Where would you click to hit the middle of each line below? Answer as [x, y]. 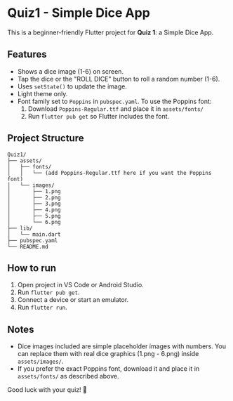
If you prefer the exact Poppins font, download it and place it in [108, 369]
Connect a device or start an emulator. [73, 300]
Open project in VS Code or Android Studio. [80, 285]
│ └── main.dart [34, 234]
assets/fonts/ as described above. [68, 376]
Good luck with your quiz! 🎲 [47, 390]
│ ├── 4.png [34, 210]
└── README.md [28, 246]
